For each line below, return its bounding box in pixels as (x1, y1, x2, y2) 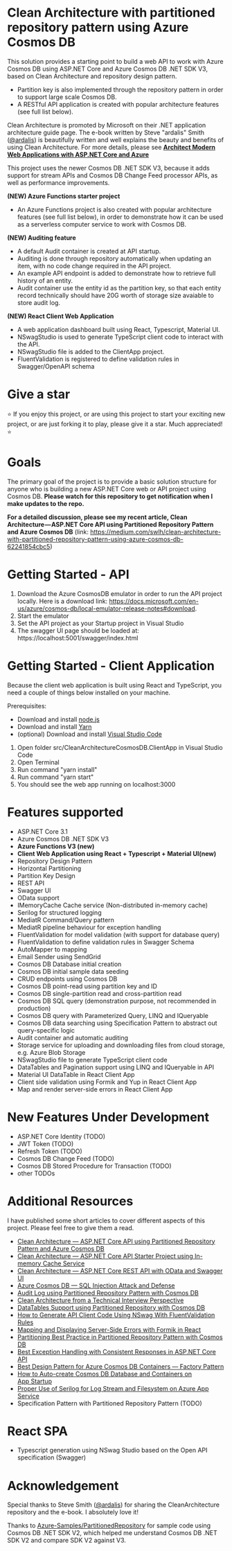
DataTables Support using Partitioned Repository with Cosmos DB (17, 1303, 206, 1311)
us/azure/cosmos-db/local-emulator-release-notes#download (17, 604, 195, 613)
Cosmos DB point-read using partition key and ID (17, 982, 158, 990)
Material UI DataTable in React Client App (17, 1070, 135, 1078)
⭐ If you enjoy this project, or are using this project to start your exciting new (7, 410, 226, 418)
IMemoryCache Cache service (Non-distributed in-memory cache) (17, 901, 208, 909)
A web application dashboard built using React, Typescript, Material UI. (17, 325, 220, 333)
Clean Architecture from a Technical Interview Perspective (17, 1296, 184, 1304)
